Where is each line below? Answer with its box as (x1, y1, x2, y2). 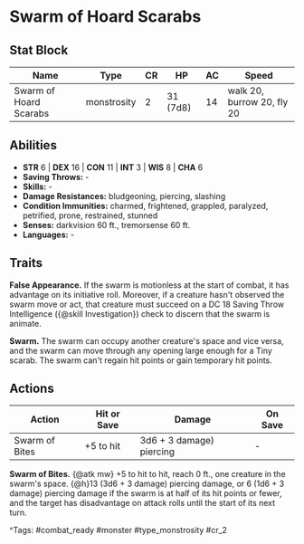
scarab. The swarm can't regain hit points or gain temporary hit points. (9, 355, 273, 366)
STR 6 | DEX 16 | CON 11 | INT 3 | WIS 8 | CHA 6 (22, 161, 204, 173)
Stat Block (9, 43, 69, 58)
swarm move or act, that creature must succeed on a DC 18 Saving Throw (9, 299, 285, 310)
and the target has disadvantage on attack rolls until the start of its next (9, 498, 276, 509)
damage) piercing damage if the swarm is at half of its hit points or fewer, (9, 488, 282, 499)
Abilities (9, 138, 57, 153)
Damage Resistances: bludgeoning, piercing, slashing (22, 190, 226, 201)
